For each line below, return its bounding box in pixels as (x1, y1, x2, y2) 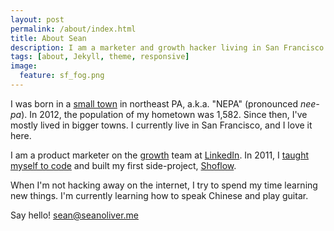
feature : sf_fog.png (19, 71, 105, 81)
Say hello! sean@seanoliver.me (10, 209, 139, 221)
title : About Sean (10, 33, 87, 43)
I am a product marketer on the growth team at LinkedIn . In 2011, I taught (10, 149, 309, 161)
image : (10, 61, 38, 71)
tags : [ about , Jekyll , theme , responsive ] (10, 52, 190, 62)
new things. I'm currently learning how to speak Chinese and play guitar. (10, 189, 309, 201)
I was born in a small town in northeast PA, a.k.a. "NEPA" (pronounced (10, 97, 299, 110)
